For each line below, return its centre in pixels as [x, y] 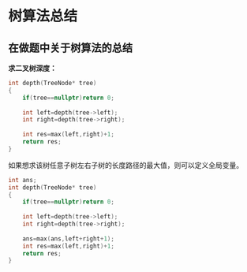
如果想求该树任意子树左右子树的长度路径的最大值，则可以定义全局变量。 [125, 165]
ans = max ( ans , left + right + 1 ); [68, 238]
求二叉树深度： [32, 68]
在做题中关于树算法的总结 [70, 48]
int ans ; [22, 180]
